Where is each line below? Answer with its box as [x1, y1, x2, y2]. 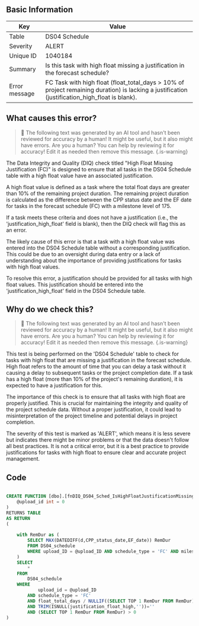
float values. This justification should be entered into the [6, 281, 143, 288]
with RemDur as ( [17, 532, 60, 538]
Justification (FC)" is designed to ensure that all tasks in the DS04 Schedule [6, 165, 191, 173]
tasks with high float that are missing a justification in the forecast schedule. [6, 357, 192, 364]
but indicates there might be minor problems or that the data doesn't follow [6, 436, 190, 443]
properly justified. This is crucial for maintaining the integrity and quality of [6, 400, 188, 407]
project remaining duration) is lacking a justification [45, 85, 188, 94]
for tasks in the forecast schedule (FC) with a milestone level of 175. [6, 202, 172, 209]
